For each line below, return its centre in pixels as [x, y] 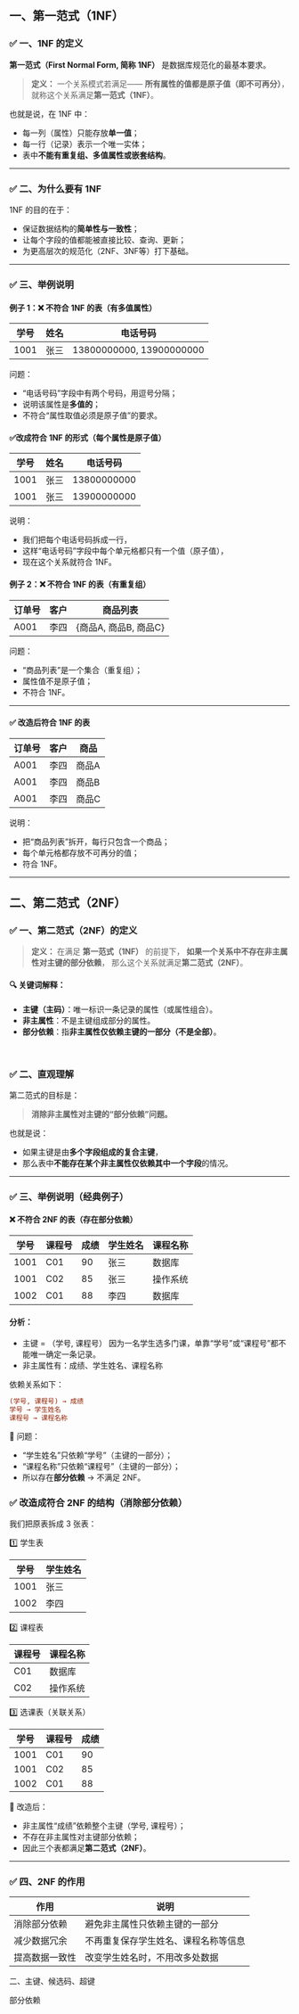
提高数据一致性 [45, 1958]
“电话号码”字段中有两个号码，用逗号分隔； [100, 393]
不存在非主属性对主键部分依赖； [81, 1837]
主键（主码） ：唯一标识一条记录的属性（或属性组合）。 [120, 1009]
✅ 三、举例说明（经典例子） [69, 1196]
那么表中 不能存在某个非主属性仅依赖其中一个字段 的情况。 [127, 1163]
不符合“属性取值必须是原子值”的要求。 [92, 415]
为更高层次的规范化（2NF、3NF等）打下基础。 [108, 251]
